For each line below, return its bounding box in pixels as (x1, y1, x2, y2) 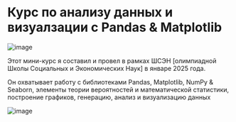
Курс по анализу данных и (7, 4, 173, 21)
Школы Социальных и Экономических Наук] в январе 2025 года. (7, 64, 206, 72)
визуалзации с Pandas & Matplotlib (7, 19, 222, 35)
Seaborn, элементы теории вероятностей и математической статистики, (7, 85, 230, 94)
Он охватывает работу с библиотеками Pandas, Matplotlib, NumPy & (7, 77, 214, 86)
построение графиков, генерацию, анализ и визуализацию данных (7, 93, 211, 101)
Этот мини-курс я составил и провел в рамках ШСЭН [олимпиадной (7, 56, 217, 65)
